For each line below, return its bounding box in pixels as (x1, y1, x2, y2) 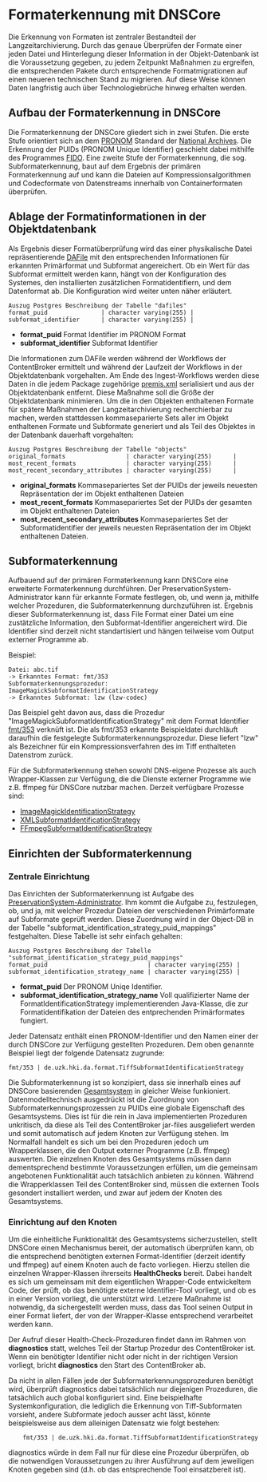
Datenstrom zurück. (8, 750, 73, 760)
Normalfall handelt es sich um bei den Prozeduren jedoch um (8, 1137, 210, 1147)
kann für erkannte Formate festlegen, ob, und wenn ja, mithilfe (54, 593, 259, 602)
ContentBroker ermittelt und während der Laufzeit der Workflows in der (8, 362, 243, 371)
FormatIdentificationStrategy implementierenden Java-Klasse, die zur (19, 999, 249, 1008)
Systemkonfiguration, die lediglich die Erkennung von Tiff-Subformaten (8, 1401, 242, 1411)
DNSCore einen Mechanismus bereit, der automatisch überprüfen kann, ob (8, 1243, 254, 1253)
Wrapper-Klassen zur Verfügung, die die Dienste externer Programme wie (8, 774, 251, 784)
